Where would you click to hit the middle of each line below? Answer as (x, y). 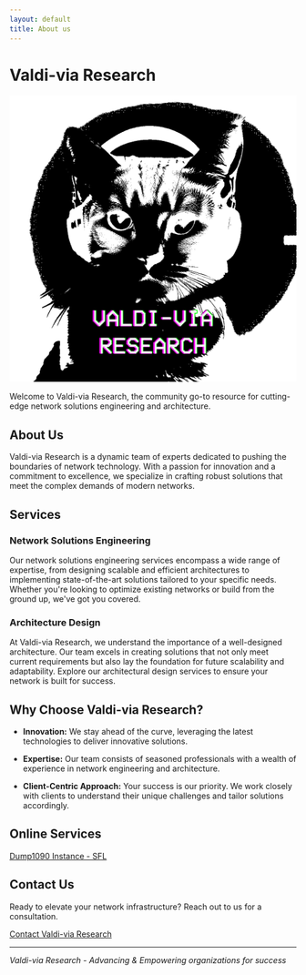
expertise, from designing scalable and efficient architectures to (130, 570)
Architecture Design (55, 622)
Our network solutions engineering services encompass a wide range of (145, 560)
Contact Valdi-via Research (61, 934)
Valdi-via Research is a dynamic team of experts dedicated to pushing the (148, 457)
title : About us (40, 29)
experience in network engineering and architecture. (121, 768)
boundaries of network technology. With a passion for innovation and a (143, 467)
